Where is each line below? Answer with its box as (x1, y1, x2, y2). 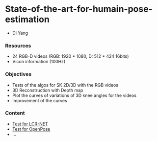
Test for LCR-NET (12, 121, 48, 127)
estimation (5, 14, 50, 25)
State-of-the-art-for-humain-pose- (5, 3, 153, 15)
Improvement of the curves (12, 97, 67, 103)
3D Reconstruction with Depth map (12, 87, 83, 93)
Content (5, 110, 26, 117)
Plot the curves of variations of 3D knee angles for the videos (12, 92, 136, 98)
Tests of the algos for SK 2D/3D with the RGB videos (12, 82, 119, 88)
